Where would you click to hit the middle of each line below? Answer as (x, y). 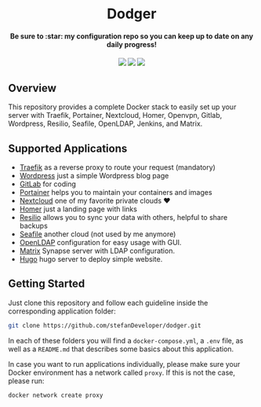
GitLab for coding (48, 184)
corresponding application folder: (62, 311)
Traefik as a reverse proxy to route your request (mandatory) (117, 167)
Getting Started (47, 284)
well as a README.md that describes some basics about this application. (121, 349)
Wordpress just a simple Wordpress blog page (94, 176)
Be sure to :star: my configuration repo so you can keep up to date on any (132, 36)
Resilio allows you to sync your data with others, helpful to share (123, 217)
